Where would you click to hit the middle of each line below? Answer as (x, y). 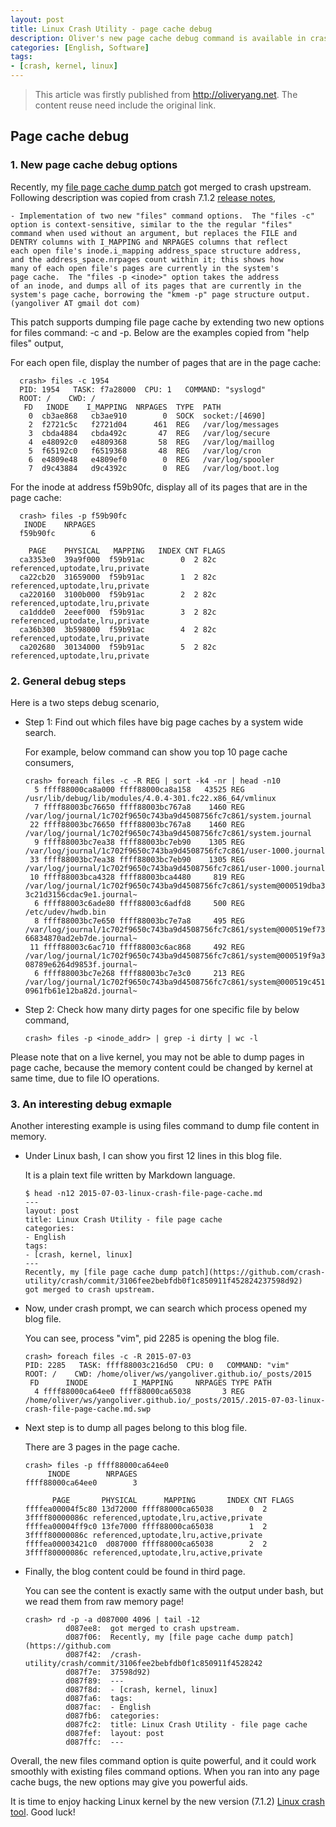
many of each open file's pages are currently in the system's (145, 268)
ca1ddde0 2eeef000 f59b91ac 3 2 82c (118, 612)
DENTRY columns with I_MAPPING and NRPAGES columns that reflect (149, 242)
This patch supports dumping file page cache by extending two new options (167, 322)
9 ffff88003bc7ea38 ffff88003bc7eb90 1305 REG (139, 842)
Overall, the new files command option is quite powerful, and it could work (163, 1761)
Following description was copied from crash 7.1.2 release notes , (143, 197)
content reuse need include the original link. (125, 105)
